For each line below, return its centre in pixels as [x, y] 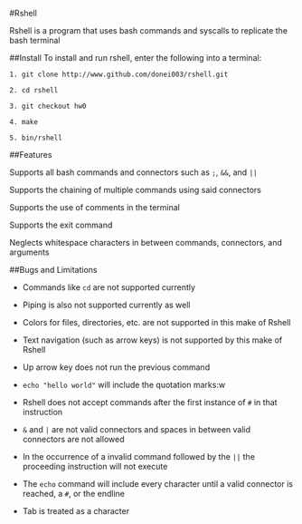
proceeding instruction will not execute [95, 466]
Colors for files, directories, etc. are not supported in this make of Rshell [156, 322]
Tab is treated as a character [75, 511]
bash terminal [35, 40]
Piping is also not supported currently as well [106, 305]
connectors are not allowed [73, 439]
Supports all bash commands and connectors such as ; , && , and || [133, 172]
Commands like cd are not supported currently [109, 287]
